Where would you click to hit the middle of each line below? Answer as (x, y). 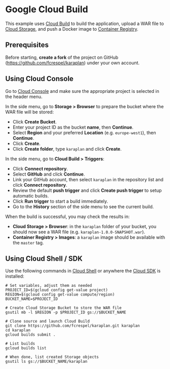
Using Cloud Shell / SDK (44, 259)
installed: (15, 276)
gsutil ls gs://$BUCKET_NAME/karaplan (46, 362)
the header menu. (24, 96)
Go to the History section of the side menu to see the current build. (83, 206)
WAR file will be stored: (30, 112)
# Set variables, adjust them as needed (49, 286)
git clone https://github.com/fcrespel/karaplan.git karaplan (73, 326)
